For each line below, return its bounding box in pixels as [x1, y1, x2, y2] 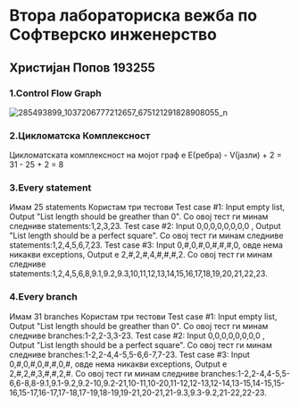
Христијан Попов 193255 [9, 60, 156, 75]
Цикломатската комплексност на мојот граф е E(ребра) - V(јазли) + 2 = [9, 149, 283, 161]
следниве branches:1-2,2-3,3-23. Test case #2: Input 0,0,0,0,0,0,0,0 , [9, 330, 265, 341]
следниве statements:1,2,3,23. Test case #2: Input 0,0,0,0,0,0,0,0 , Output [9, 221, 281, 232]
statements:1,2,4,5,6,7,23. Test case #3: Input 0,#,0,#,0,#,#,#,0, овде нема [9, 240, 284, 250]
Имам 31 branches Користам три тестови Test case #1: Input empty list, [9, 310, 278, 322]
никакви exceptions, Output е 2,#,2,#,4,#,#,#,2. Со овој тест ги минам [9, 250, 273, 260]
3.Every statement [9, 182, 92, 194]
